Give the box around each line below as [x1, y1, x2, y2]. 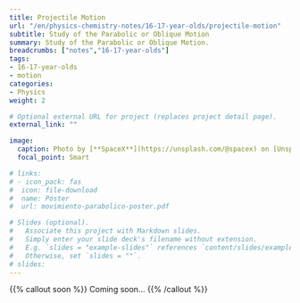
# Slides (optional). [9, 218, 90, 227]
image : [9, 136, 34, 145]
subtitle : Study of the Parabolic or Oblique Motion [9, 29, 210, 38]
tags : [9, 54, 29, 63]
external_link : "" [9, 120, 78, 129]
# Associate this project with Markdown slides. [9, 226, 202, 236]
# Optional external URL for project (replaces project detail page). [9, 112, 278, 121]
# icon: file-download [9, 185, 98, 194]
